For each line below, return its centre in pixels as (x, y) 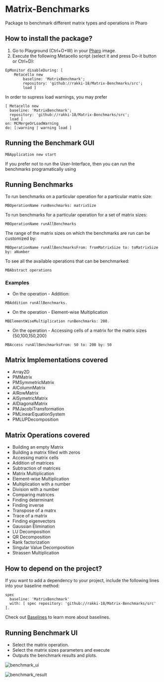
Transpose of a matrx (34, 510)
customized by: (21, 239)
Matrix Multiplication (33, 474)
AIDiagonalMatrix (30, 403)
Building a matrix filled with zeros (46, 452)
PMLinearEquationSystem (39, 414)
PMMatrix (22, 377)
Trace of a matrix (30, 516)
